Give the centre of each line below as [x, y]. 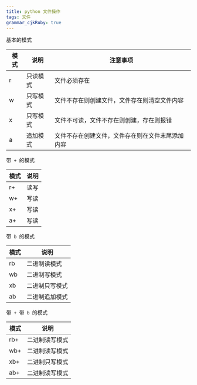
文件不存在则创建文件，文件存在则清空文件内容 [119, 101]
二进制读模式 [45, 264]
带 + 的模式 [21, 160]
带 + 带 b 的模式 [27, 313]
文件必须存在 [72, 81]
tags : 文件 [18, 17]
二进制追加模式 [47, 297]
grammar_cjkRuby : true [34, 22]
